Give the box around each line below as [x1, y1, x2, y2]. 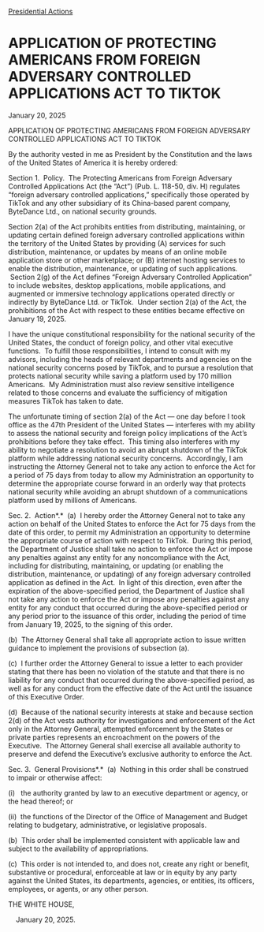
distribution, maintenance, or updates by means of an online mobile [8, 247, 227, 256]
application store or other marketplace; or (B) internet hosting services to [8, 255, 246, 265]
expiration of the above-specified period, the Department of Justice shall [8, 586, 246, 595]
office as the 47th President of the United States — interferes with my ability [8, 419, 256, 429]
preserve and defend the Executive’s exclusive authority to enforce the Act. [8, 749, 252, 759]
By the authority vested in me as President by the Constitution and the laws [8, 149, 253, 158]
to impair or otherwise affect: [8, 773, 102, 782]
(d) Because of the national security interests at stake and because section [8, 707, 254, 717]
